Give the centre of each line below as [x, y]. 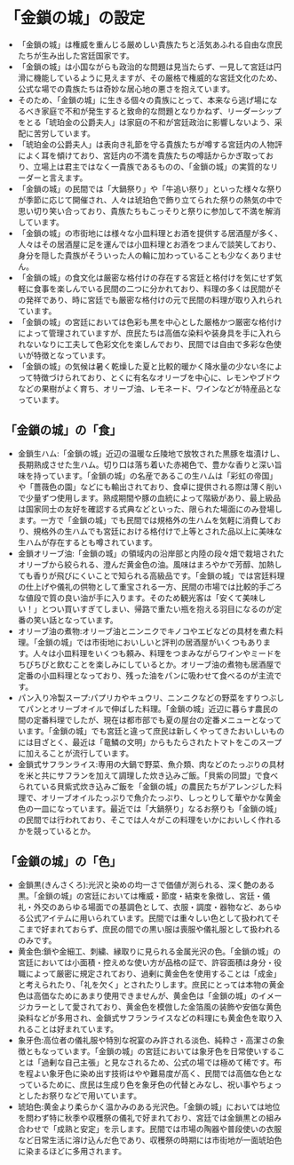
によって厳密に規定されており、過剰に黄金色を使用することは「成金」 [153, 973]
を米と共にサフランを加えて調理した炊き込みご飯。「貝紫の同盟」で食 [144, 775]
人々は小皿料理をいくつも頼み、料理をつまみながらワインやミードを [157, 653]
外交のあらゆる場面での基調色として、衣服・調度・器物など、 [146, 907]
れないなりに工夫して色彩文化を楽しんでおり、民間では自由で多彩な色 [146, 344]
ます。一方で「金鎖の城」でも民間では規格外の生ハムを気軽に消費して [145, 519]
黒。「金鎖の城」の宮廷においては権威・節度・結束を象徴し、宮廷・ [140, 896]
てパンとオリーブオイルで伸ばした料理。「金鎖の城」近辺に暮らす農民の [148, 709]
